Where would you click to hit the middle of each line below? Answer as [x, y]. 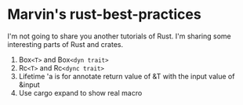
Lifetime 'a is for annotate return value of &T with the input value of [127, 76]
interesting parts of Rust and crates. [65, 44]
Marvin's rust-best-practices [104, 14]
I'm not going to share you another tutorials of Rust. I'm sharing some [120, 36]
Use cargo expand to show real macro [80, 92]
